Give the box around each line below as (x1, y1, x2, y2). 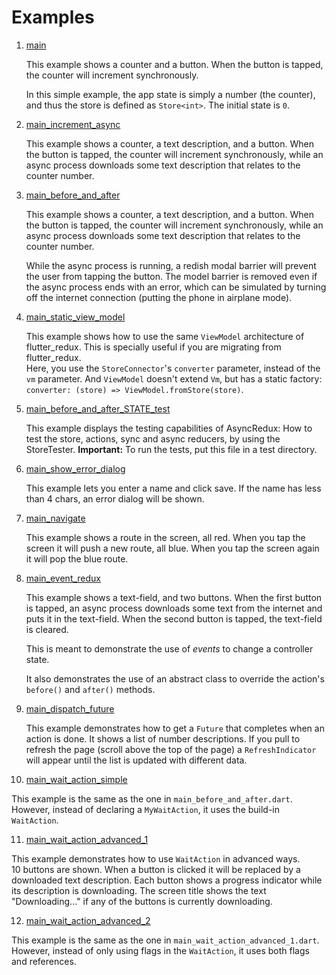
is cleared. (25, 623, 69, 635)
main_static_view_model (25, 311, 126, 323)
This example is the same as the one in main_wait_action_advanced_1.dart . (11, 934, 320, 946)
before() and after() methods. (25, 683, 156, 695)
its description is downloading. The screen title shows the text (11, 884, 267, 896)
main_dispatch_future (25, 702, 115, 715)
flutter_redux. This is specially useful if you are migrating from (25, 341, 282, 353)
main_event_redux (25, 572, 102, 584)
